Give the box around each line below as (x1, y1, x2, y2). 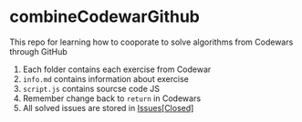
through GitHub (9, 46, 68, 56)
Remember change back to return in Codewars (22, 93, 202, 104)
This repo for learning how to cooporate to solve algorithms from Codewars (9, 36, 294, 47)
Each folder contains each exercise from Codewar (22, 64, 212, 75)
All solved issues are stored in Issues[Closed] (22, 102, 194, 113)
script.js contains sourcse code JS (22, 83, 160, 94)
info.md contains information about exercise (22, 73, 189, 84)
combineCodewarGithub (9, 6, 201, 27)
